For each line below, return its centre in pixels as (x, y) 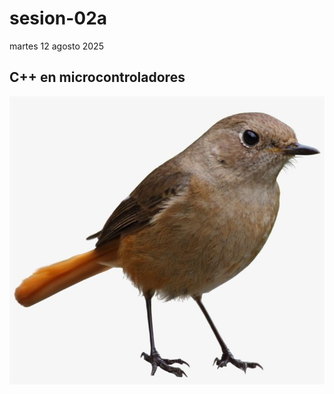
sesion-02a (58, 18)
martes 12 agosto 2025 (56, 46)
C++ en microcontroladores (97, 77)
